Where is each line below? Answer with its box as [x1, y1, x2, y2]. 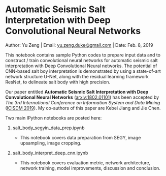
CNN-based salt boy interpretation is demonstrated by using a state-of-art [5, 68, 161, 74]
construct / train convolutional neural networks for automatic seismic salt [5, 57, 158, 63]
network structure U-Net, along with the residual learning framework [5, 73, 149, 79]
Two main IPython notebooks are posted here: [5, 114, 102, 121]
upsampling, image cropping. [20, 140, 82, 146]
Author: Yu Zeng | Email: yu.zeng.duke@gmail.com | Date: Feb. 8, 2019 [5, 42, 153, 48]
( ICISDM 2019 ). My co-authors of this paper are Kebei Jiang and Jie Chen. [5, 105, 161, 111]
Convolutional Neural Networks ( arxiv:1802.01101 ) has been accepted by [5, 94, 159, 100]
